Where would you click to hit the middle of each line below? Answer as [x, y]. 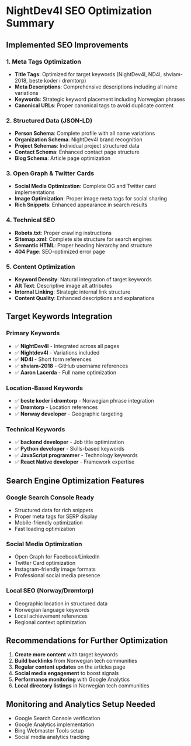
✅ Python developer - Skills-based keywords [69, 449]
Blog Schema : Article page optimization [62, 158]
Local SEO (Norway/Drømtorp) [50, 591]
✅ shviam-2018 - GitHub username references [71, 366]
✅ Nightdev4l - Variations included [57, 352]
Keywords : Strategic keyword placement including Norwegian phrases [100, 99]
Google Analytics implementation [54, 724]
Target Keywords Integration [59, 317]
